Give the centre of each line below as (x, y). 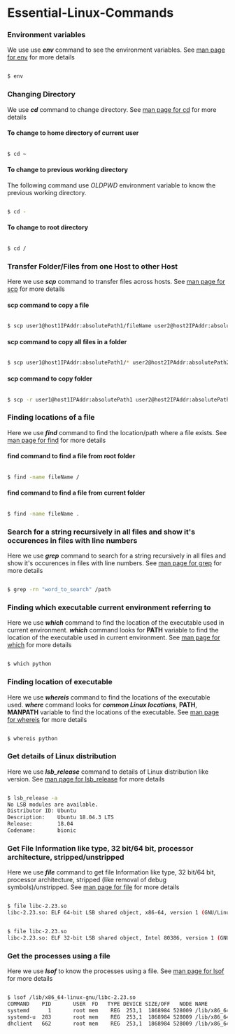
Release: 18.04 (40, 824)
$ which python (29, 664)
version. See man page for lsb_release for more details (86, 779)
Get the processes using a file (59, 956)
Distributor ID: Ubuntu (42, 811)
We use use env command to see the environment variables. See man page (116, 50)
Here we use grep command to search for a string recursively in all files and (116, 556)
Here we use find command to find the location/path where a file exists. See (117, 432)
